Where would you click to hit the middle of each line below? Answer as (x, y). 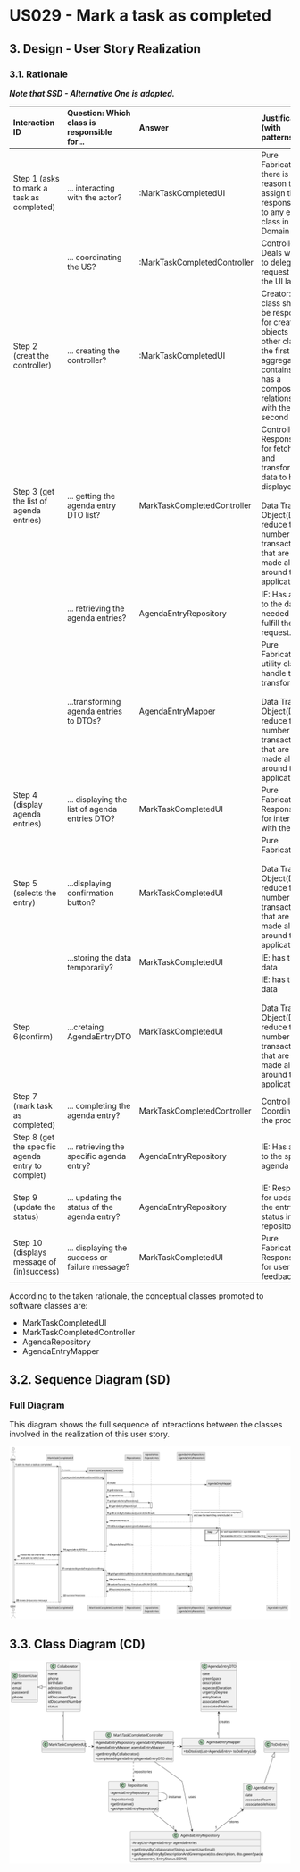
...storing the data (99, 957)
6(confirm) (33, 1036)
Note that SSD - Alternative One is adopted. (92, 93)
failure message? (98, 1266)
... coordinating (94, 258)
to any (272, 212)
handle (274, 673)
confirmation (90, 893)
